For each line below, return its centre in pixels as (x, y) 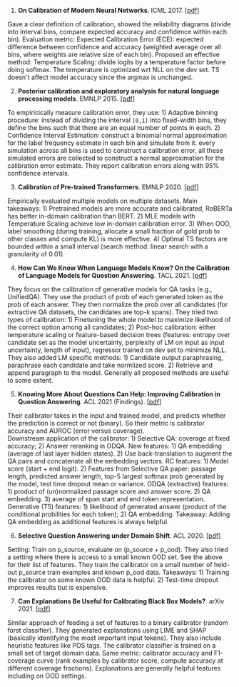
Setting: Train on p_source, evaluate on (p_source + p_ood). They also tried (118, 550)
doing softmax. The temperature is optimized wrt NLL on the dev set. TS (113, 70)
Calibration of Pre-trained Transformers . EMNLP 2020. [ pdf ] (108, 187)
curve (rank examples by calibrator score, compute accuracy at (130, 661)
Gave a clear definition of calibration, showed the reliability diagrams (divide (119, 24)
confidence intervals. (39, 173)
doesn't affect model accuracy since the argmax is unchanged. (100, 77)
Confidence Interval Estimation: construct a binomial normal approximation (117, 135)
